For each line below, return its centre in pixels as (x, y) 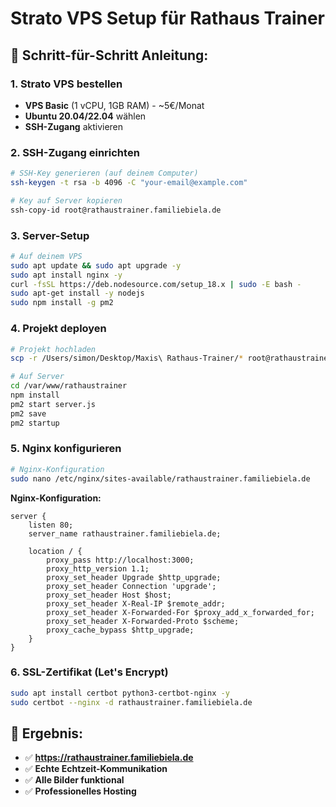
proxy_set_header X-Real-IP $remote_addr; (136, 603)
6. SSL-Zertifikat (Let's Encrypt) (89, 672)
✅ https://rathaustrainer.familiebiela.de (109, 758)
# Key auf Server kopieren (66, 200)
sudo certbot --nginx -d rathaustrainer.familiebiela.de (131, 702)
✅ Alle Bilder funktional (74, 780)
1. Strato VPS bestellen (66, 84)
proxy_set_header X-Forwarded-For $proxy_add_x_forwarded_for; (180, 612)
